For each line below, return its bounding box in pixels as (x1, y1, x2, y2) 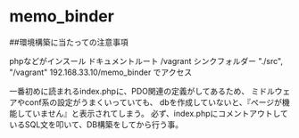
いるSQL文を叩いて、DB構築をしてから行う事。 (9, 118, 184, 130)
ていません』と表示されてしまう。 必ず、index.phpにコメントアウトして (24, 108, 288, 118)
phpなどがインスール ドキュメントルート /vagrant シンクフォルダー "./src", (9, 55, 284, 66)
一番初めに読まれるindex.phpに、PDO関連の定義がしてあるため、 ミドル (9, 85, 275, 96)
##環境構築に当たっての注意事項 (9, 37, 129, 47)
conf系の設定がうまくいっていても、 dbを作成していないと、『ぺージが (24, 96, 283, 108)
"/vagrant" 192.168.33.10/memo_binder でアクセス (9, 67, 193, 77)
